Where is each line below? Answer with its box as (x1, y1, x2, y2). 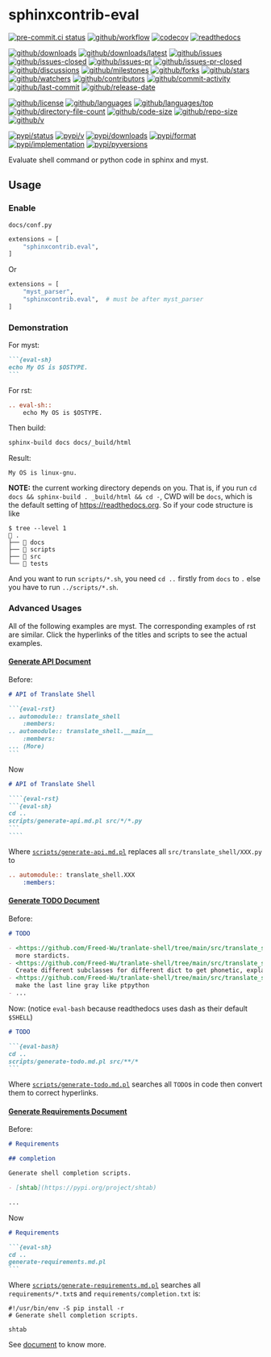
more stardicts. (15, 951, 70, 960)
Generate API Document (8, 656, 91, 667)
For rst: (8, 385, 32, 395)
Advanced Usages (8, 603, 82, 614)
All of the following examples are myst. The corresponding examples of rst (8, 621, 256, 630)
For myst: (8, 341, 40, 350)
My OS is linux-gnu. (8, 469, 78, 477)
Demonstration (8, 321, 69, 333)
